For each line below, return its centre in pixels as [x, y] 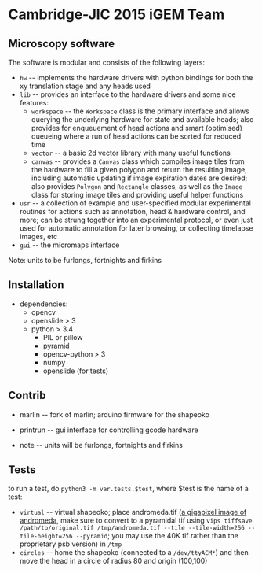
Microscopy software [62, 44]
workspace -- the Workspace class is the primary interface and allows [140, 111]
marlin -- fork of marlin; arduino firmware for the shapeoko [115, 414]
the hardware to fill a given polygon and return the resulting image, [139, 170]
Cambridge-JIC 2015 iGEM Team [116, 15]
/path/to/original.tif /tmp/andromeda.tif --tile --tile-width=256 [132, 528]
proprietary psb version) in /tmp [71, 544]
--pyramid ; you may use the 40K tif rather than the [157, 536]
